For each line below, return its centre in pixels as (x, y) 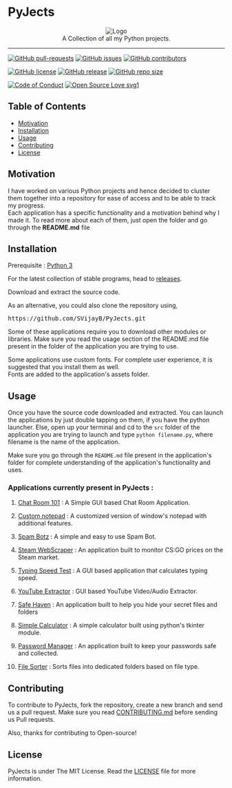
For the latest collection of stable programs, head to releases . (95, 279)
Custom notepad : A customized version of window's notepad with (112, 516)
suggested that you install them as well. (64, 367)
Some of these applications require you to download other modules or (107, 332)
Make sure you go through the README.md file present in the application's (110, 455)
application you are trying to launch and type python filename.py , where (110, 435)
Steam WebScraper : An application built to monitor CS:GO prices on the (120, 550)
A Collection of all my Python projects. (116, 38)
